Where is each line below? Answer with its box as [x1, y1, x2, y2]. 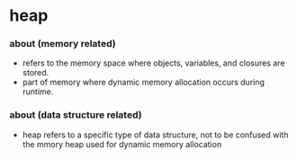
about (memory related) [9, 38, 116, 50]
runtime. [22, 86, 54, 97]
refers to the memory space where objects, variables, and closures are [22, 57, 285, 68]
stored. [22, 67, 49, 78]
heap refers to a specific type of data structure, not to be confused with [22, 129, 289, 140]
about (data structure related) [9, 109, 142, 121]
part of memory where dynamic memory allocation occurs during [22, 77, 265, 88]
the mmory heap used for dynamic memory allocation [22, 138, 222, 149]
